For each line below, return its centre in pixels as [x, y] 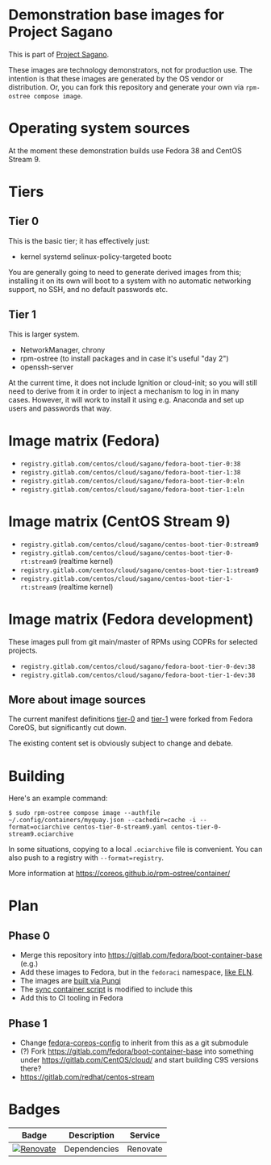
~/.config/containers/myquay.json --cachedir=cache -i [102, 821]
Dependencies [92, 1149]
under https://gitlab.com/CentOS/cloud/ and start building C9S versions [140, 1060]
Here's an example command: [58, 798]
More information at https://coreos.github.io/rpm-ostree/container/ [119, 874]
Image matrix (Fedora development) [131, 619]
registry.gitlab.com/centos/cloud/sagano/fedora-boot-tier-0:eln [132, 481]
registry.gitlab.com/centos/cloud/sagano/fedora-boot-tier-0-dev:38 [138, 666]
